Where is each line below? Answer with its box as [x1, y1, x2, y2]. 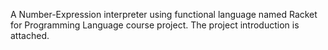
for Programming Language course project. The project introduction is [10, 19, 300, 31]
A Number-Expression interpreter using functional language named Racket [10, 9, 318, 20]
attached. [10, 30, 50, 41]
